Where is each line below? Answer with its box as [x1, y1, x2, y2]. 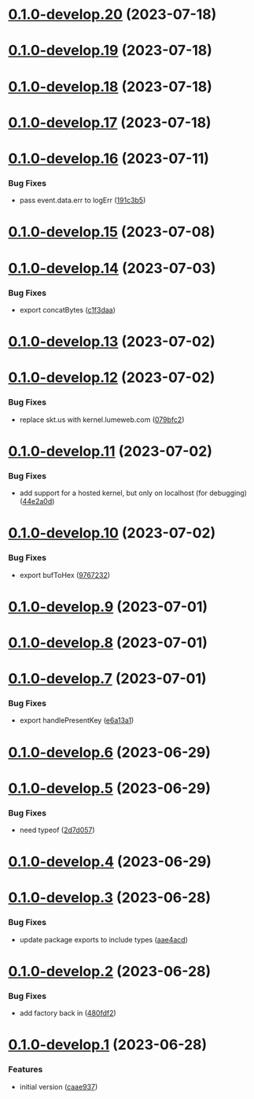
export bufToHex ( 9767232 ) [19, 570, 111, 579]
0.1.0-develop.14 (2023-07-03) [8, 259, 216, 277]
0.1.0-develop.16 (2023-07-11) [8, 150, 210, 167]
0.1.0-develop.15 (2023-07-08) [8, 223, 215, 241]
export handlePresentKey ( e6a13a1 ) [19, 716, 134, 725]
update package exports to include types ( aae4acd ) [19, 934, 189, 944]
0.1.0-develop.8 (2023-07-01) [8, 634, 208, 651]
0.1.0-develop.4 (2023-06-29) [8, 853, 212, 871]
